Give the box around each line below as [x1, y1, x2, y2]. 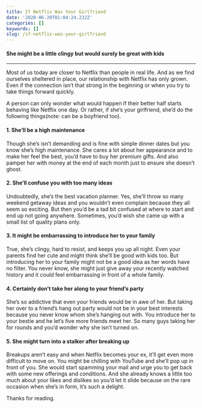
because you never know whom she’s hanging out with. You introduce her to [6, 311, 196, 318]
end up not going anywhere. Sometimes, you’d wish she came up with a [6, 212, 185, 219]
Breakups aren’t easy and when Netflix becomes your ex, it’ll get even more [6, 351, 194, 359]
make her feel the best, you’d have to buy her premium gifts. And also [6, 152, 179, 160]
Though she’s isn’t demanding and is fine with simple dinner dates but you [6, 140, 191, 147]
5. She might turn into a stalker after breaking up [6, 337, 130, 345]
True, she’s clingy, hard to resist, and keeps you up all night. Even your [6, 245, 181, 253]
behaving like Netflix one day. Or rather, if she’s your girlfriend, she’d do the [6, 106, 194, 113]
